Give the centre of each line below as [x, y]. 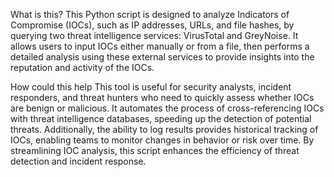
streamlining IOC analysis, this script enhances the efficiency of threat [155, 150]
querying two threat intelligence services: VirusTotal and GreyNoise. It [154, 35]
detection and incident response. [78, 161]
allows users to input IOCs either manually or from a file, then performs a [160, 46]
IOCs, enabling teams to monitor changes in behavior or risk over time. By [162, 140]
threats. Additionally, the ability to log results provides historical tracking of [164, 129]
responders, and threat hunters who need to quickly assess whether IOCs [162, 97]
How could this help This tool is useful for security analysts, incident [151, 87]
